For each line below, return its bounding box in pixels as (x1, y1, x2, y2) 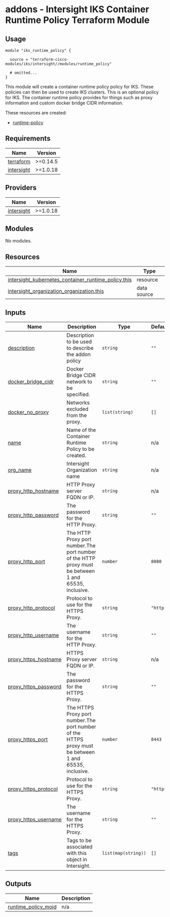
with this (66, 850, 87, 857)
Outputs (5, 879, 32, 888)
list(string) (102, 409, 134, 415)
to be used (66, 338, 92, 345)
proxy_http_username (8, 632, 59, 639)
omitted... (14, 70, 37, 75)
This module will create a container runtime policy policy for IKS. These (5, 84, 154, 89)
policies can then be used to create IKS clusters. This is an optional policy (5, 89, 159, 95)
